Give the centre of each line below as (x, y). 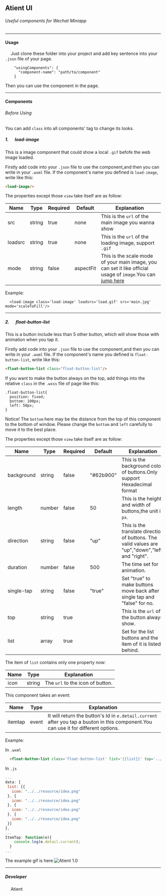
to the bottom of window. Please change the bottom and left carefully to (79, 424)
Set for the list (138, 632)
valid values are (140, 544)
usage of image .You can (128, 275)
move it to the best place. (31, 429)
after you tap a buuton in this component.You (100, 722)
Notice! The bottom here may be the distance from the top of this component (83, 419)
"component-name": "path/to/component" (59, 72)
